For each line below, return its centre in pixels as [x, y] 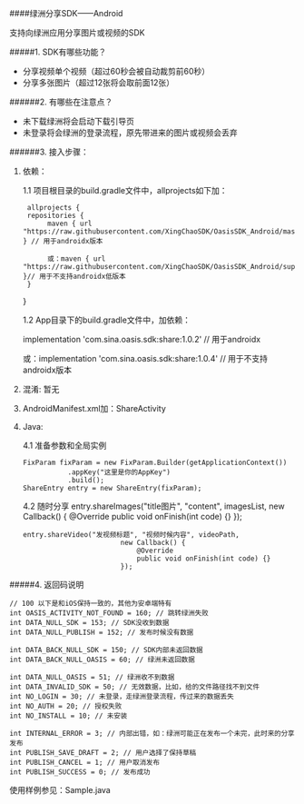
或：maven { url [76, 259]
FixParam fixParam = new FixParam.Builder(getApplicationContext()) [155, 462]
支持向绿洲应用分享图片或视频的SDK [77, 33]
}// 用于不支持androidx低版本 [74, 276]
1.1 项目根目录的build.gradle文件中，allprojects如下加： [125, 190]
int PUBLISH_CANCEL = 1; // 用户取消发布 [85, 762]
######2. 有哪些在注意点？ [61, 102]
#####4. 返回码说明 [47, 585]
